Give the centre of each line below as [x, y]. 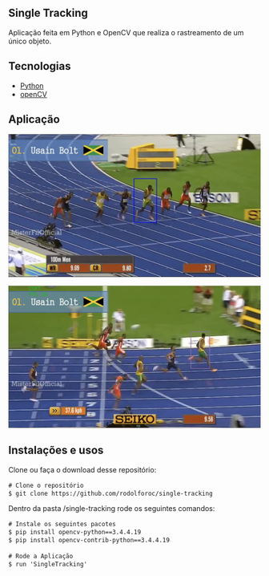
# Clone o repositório [46, 485]
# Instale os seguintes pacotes [62, 524]
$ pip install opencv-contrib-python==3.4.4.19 [89, 540]
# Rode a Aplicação [41, 556]
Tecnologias [40, 66]
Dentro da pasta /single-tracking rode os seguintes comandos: [112, 508]
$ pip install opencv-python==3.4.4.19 [75, 532]
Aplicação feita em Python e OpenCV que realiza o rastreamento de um [126, 32]
